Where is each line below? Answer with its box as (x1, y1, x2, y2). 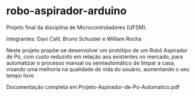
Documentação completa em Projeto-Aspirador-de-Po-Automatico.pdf (6, 83, 180, 90)
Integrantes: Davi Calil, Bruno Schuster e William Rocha (6, 35, 142, 42)
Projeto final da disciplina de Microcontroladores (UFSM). (6, 24, 147, 31)
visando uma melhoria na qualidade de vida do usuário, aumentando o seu (6, 65, 190, 72)
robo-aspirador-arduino (6, 4, 127, 18)
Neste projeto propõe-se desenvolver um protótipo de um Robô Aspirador (6, 46, 188, 54)
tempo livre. (6, 72, 36, 79)
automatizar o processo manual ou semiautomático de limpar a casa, (6, 59, 176, 66)
